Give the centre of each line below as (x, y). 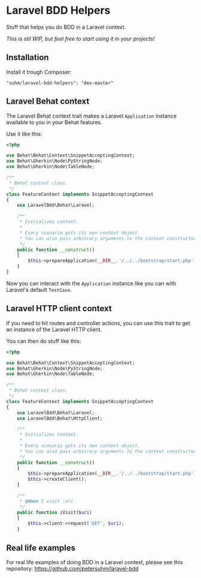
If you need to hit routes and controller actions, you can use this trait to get (98, 323)
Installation (28, 58)
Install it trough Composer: (39, 72)
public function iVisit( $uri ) (55, 512)
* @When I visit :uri (46, 501)
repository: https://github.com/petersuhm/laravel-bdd (72, 568)
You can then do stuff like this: (44, 341)
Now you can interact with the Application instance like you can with (91, 283)
